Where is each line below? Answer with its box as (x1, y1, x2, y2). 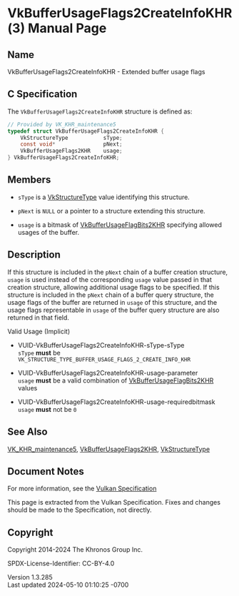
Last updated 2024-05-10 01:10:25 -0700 (7, 580, 129, 590)
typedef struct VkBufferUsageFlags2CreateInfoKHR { (7, 127, 164, 135)
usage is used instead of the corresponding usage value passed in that (7, 275, 212, 283)
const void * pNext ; (20, 141, 123, 148)
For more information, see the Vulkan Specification (7, 484, 157, 493)
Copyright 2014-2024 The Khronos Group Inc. (7, 545, 143, 554)
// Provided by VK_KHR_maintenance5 (7, 121, 116, 128)
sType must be (17, 348, 61, 357)
